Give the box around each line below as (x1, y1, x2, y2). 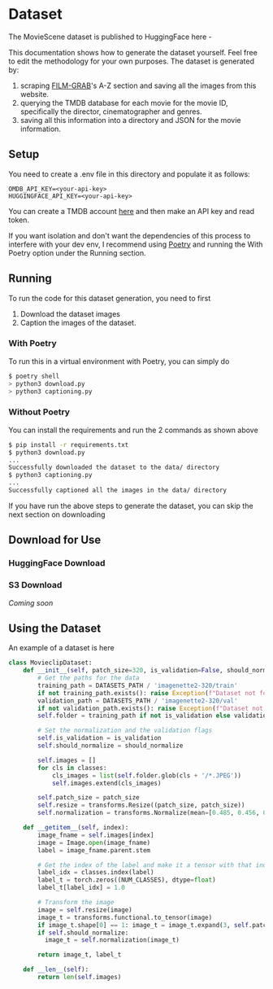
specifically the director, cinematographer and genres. (19, 107, 202, 116)
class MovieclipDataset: (8, 659, 93, 667)
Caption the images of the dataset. (19, 317, 136, 327)
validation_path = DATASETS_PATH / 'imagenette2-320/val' (37, 697, 238, 705)
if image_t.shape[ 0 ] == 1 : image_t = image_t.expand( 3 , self (37, 921, 249, 929)
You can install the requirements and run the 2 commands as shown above (8, 425, 258, 435)
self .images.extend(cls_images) (51, 779, 162, 787)
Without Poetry (8, 406, 71, 418)
